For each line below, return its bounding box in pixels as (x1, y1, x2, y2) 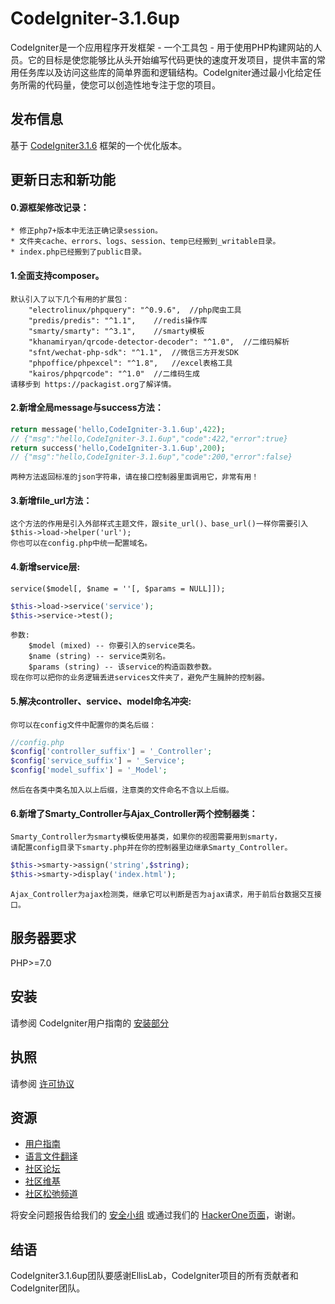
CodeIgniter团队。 (10, 1282, 86, 1294)
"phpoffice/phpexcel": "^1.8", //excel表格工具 (28, 358, 233, 368)
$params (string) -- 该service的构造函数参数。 (28, 662, 217, 672)
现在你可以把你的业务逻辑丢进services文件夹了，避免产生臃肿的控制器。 (10, 673, 270, 683)
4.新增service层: (10, 561, 81, 573)
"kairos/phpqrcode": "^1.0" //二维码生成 (28, 368, 200, 379)
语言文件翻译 (24, 1150, 78, 1162)
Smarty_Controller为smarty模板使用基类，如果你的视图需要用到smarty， (10, 832, 282, 842)
